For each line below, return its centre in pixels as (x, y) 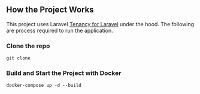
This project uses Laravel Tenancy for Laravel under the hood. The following (100, 24)
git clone (19, 58)
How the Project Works (50, 10)
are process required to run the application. (60, 30)
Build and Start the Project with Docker (64, 73)
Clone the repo (28, 46)
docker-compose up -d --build (44, 86)
